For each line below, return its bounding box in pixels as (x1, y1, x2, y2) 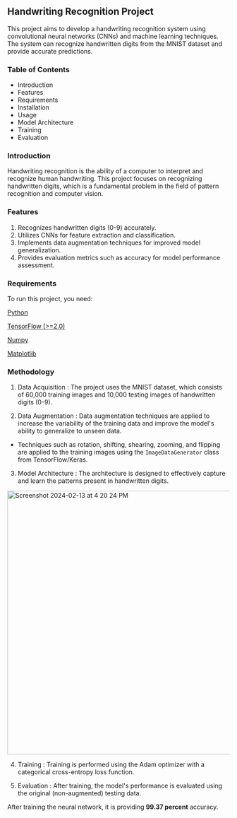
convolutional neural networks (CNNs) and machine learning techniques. (7, 32, 219, 40)
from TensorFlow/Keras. (17, 455, 88, 464)
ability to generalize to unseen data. (17, 427, 122, 436)
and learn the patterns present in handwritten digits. (17, 477, 169, 485)
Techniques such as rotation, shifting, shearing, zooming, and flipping (17, 440, 221, 449)
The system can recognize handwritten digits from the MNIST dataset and (7, 39, 223, 48)
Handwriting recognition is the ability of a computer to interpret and (7, 167, 203, 175)
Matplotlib (7, 349, 37, 358)
